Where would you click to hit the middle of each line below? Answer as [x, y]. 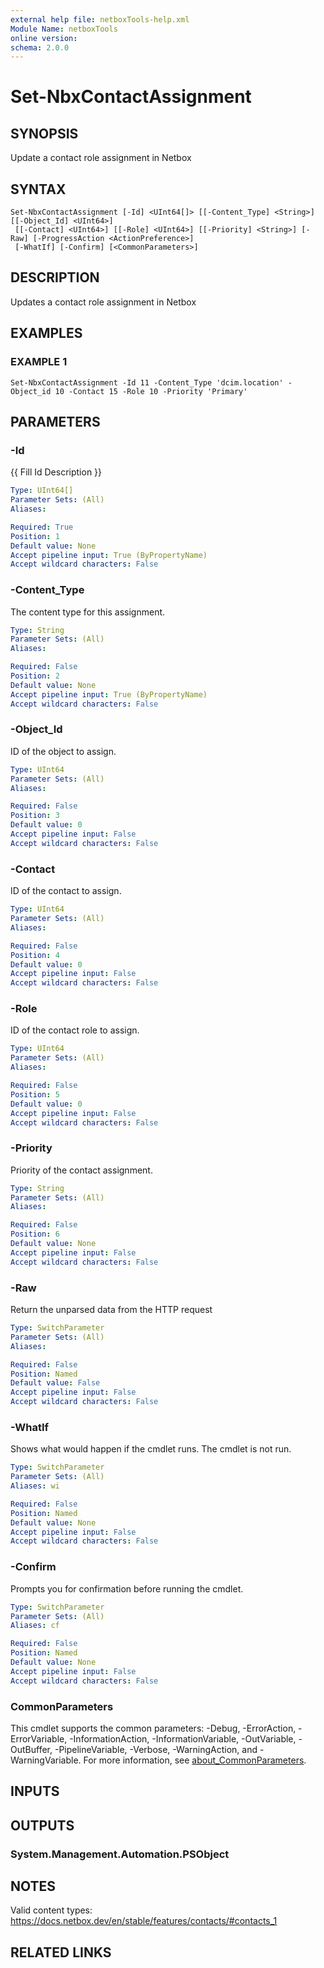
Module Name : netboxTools [64, 29]
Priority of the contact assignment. [81, 1170]
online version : [44, 38]
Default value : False [55, 1383]
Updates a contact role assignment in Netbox [103, 302]
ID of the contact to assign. [66, 891]
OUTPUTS [42, 1825]
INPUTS [35, 1791]
